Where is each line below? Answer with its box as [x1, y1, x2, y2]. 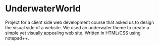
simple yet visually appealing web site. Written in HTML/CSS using [5, 30, 141, 36]
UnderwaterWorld [5, 3, 81, 14]
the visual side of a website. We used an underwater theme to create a [5, 24, 150, 30]
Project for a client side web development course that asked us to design [5, 19, 155, 25]
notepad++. [5, 35, 29, 41]
